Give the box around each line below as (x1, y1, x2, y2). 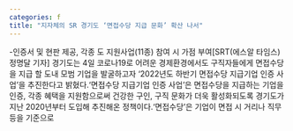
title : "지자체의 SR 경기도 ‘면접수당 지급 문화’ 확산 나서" (9, 21, 204, 30)
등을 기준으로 (9, 112, 55, 123)
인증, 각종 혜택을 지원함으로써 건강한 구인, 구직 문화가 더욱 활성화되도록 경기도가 (9, 90, 285, 101)
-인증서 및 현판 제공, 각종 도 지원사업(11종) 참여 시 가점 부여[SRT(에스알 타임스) (9, 46, 281, 57)
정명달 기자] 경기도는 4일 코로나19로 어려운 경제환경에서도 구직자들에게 (9, 57, 254, 68)
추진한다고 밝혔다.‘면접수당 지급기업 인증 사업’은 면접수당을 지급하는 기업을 (27, 79, 284, 90)
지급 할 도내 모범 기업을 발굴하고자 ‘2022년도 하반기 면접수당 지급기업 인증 (18, 68, 275, 79)
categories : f (9, 12, 62, 22)
